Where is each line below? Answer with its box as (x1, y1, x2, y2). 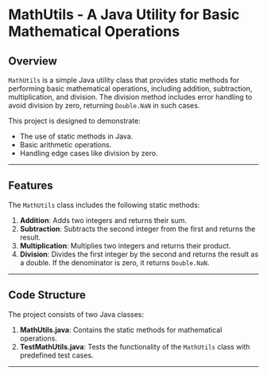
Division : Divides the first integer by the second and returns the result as (19, 249, 259, 259)
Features (8, 179, 53, 193)
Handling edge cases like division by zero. (19, 149, 158, 158)
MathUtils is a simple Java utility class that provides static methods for (8, 76, 240, 84)
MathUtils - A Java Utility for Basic (8, 6, 240, 24)
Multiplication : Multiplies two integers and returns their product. (19, 240, 231, 250)
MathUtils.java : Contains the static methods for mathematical (19, 325, 222, 334)
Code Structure (8, 288, 86, 302)
